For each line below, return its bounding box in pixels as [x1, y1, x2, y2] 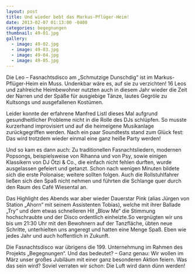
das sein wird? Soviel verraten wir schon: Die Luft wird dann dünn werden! [6, 262, 186, 269]
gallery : [6, 36, 28, 42]
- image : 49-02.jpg [11, 42, 59, 47]
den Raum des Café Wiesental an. [6, 183, 88, 190]
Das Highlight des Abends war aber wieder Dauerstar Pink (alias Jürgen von [6, 194, 190, 202]
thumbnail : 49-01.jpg [6, 30, 59, 36]
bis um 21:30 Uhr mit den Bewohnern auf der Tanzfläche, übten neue [6, 220, 173, 227]
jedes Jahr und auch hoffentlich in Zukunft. [6, 232, 110, 239]
